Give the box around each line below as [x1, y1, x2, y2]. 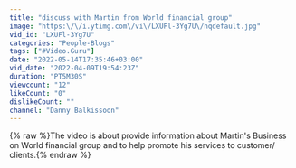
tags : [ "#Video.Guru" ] [9, 47, 95, 56]
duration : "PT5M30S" [9, 72, 88, 81]
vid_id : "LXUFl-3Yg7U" [9, 30, 95, 39]
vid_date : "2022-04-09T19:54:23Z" [9, 64, 140, 73]
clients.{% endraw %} [9, 150, 91, 161]
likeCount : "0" [9, 89, 67, 98]
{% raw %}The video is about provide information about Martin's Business [9, 130, 287, 141]
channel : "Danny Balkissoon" [9, 106, 119, 115]
